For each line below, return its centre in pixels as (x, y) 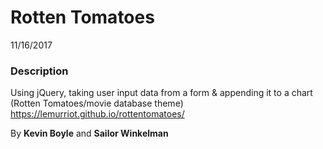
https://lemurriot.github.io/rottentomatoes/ (97, 114)
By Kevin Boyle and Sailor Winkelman (89, 133)
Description (39, 71)
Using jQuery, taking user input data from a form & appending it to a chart (161, 93)
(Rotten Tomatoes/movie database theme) (97, 103)
